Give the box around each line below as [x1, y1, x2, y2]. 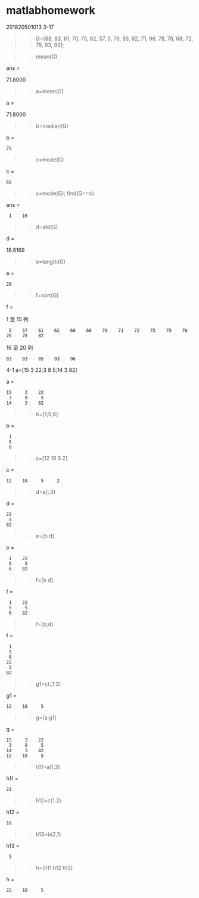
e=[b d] [35, 532, 55, 539]
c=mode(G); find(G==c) [35, 190, 94, 197]
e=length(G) [35, 258, 66, 265]
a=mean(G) [35, 87, 64, 94]
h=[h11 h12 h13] [35, 864, 73, 871]
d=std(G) [35, 223, 58, 230]
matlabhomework [6, 4, 95, 17]
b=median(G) [35, 122, 69, 129]
